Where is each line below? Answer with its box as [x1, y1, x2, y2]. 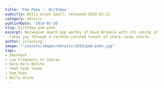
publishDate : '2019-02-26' [5, 21, 60, 26]
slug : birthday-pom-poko [5, 25, 56, 30]
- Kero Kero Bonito [5, 62, 45, 66]
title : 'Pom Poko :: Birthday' [5, 7, 69, 12]
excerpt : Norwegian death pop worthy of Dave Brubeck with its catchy [5, 30, 152, 35]
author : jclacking [5, 39, 42, 44]
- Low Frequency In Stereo [5, 57, 60, 62]
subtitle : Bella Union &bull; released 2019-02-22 [5, 12, 110, 17]
